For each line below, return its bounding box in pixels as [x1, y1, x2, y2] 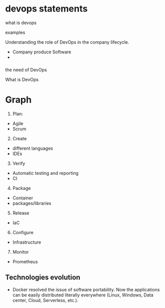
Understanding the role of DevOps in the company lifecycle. [5, 39, 129, 45]
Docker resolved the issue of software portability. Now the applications [12, 286, 160, 292]
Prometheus [12, 258, 38, 264]
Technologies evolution [5, 273, 80, 282]
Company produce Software [12, 49, 71, 55]
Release [12, 210, 29, 216]
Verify [12, 160, 25, 166]
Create [12, 135, 27, 141]
